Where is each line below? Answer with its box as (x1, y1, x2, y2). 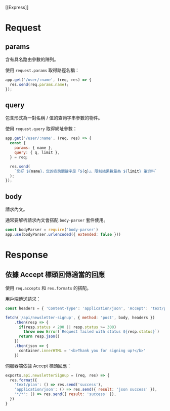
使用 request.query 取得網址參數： (5, 125, 77, 132)
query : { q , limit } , (14, 150, 60, 155)
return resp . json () (18, 334, 60, 339)
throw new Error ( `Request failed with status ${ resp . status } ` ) (23, 329, 159, 334)
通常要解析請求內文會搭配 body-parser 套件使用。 (5, 217, 108, 223)
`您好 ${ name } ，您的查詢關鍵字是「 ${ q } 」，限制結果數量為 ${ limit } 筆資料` (14, 169, 158, 174)
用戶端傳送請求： (5, 296, 41, 302)
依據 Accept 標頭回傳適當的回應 (5, 270, 105, 279)
